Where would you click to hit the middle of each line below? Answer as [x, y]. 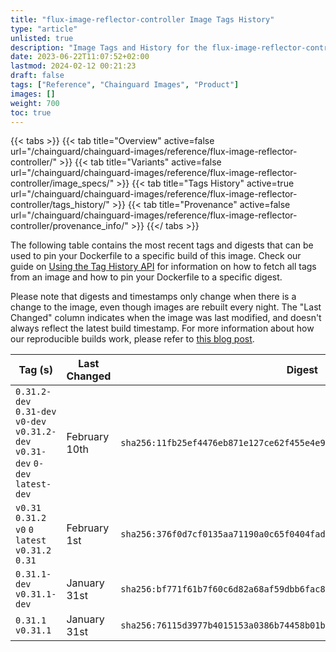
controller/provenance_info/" [69, 226]
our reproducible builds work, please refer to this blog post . [132, 339]
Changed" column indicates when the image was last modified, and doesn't [166, 318]
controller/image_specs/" [62, 183]
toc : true [31, 112]
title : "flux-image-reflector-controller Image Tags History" [142, 19]
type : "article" [44, 29]
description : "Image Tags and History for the [109, 47]
